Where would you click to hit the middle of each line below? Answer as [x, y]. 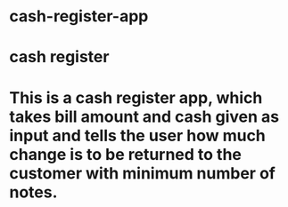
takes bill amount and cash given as [144, 116]
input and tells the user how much [137, 135]
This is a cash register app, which [136, 97]
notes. [33, 192]
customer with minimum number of [143, 173]
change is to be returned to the [126, 154]
